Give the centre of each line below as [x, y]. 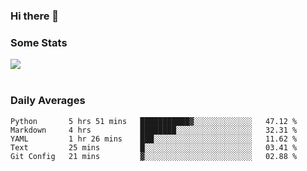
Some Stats [39, 42]
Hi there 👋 [35, 16]
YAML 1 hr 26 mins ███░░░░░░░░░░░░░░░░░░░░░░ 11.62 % [154, 139]
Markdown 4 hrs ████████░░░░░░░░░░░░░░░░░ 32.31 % [154, 130]
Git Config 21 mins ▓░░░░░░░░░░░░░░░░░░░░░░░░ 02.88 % [154, 156]
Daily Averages [48, 101]
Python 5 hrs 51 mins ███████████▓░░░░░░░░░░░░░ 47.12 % [154, 121]
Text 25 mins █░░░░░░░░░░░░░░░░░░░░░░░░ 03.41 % [154, 147]
